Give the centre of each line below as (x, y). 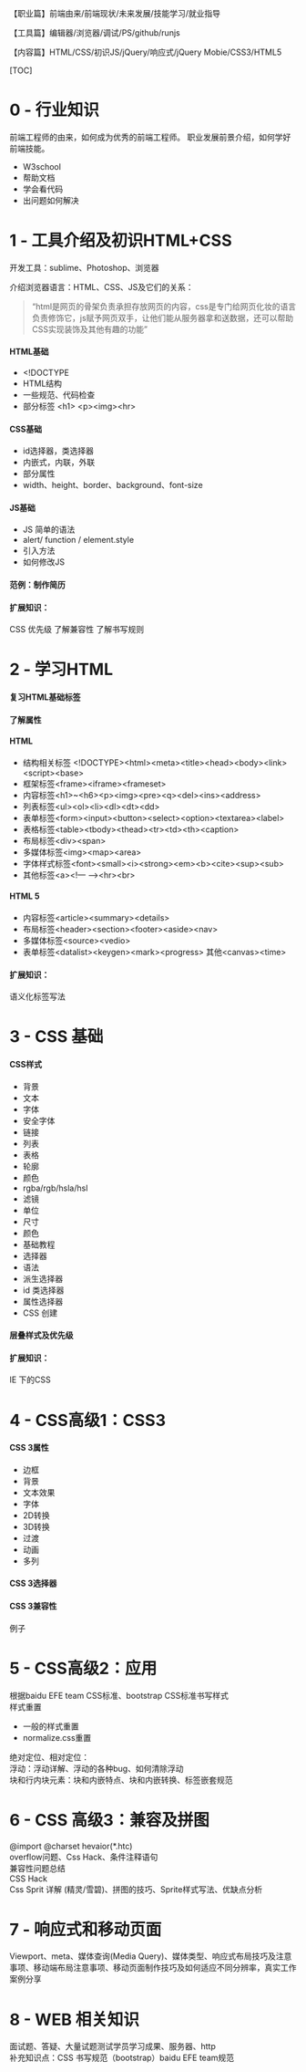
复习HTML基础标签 (45, 697)
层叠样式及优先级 (41, 1336)
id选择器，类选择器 (58, 451)
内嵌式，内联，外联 (59, 463)
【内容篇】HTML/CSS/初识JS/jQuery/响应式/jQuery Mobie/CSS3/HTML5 (146, 52)
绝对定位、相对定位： (49, 1757)
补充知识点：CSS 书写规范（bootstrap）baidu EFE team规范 (122, 2058)
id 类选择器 (43, 1290)
